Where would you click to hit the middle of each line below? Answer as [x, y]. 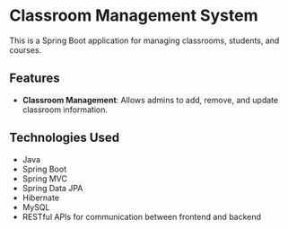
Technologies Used [64, 138]
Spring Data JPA [52, 188]
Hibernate [41, 198]
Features [35, 79]
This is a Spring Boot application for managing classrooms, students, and [144, 40]
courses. [26, 49]
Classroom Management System [134, 16]
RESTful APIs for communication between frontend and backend [142, 216]
